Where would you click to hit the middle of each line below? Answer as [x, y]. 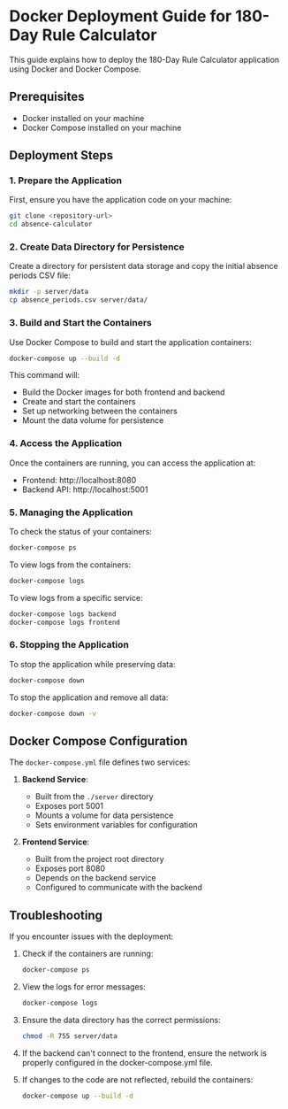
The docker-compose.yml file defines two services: [100, 762]
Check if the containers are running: [87, 954]
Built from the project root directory [100, 859]
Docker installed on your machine [83, 118]
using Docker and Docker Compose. [75, 69]
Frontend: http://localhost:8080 [79, 480]
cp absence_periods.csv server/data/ [79, 300]
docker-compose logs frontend [65, 622]
